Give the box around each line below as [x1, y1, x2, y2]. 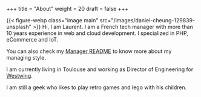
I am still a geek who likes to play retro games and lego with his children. [6, 84, 187, 91]
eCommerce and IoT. [6, 36, 59, 43]
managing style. [6, 54, 47, 61]
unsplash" [6, 23, 31, 30]
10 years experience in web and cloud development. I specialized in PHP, [6, 30, 189, 37]
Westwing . [6, 72, 33, 79]
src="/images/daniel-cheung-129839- [99, 17, 196, 23]
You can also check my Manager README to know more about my [6, 48, 172, 55]
